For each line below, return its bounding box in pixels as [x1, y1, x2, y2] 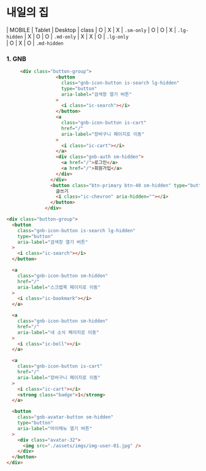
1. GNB [6, 55, 26, 63]
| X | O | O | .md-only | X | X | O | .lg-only [24, 32, 129, 40]
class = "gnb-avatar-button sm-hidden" [17, 414, 114, 420]
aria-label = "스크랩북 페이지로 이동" [17, 284, 101, 290]
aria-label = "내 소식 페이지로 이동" [17, 329, 99, 336]
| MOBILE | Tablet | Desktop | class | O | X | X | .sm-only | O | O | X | [6, 26, 177, 34]
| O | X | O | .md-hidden [6, 39, 64, 47]
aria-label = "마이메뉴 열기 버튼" [17, 425, 93, 432]
